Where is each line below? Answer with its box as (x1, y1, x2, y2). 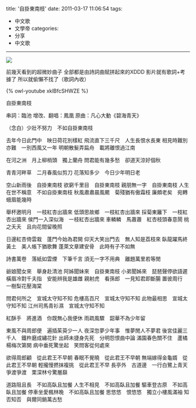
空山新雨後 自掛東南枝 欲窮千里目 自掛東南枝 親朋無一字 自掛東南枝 (6, 181, 178, 188)
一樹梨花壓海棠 (6, 283, 42, 289)
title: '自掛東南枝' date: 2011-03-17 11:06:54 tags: (6, 5, 123, 12)
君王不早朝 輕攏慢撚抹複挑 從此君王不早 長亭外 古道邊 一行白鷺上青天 (10, 362, 188, 368)
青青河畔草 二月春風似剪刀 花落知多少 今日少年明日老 (6, 169, 141, 176)
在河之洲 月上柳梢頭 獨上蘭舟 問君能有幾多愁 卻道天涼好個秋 (6, 157, 161, 163)
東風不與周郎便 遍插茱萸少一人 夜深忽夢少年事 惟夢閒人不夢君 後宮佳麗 (6, 327, 183, 334)
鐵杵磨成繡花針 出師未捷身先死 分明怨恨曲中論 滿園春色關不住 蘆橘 (21, 334, 188, 341)
